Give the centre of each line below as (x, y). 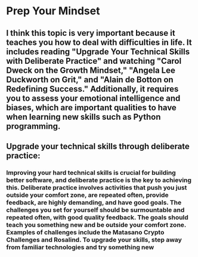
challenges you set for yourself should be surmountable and (95, 210)
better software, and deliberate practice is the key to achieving (99, 180)
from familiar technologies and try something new (80, 247)
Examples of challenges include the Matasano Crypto (85, 232)
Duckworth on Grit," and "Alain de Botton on (90, 80)
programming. (33, 126)
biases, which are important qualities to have (92, 108)
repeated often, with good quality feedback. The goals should (98, 217)
